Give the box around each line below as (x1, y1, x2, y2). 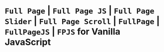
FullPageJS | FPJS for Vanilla (5, 26, 121, 37)
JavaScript (5, 37, 51, 48)
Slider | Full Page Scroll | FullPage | (5, 15, 160, 27)
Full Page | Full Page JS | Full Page (5, 5, 155, 16)
